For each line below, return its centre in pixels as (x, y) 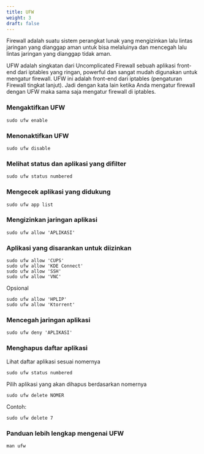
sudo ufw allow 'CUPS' (35, 261)
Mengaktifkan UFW (36, 108)
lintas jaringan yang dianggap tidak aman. (59, 54)
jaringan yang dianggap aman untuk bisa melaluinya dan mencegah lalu (96, 47)
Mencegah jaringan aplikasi (48, 320)
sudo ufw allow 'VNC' (34, 277)
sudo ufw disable (28, 148)
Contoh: (17, 407)
